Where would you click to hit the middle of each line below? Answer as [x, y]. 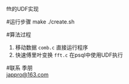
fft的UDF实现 [23, 9]
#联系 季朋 [19, 68]
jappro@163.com [27, 75]
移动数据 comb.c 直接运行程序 [51, 47]
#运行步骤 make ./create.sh [40, 22]
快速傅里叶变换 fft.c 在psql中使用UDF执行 [69, 55]
